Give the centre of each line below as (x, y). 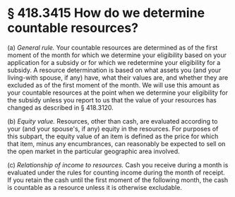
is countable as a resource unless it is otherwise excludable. (95, 187)
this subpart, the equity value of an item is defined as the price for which (113, 136)
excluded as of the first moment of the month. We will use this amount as (114, 85)
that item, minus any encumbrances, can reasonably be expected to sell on (116, 143)
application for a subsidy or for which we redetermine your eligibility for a (114, 62)
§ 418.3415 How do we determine (106, 13)
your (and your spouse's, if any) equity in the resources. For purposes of (113, 129)
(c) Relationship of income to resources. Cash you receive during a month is (118, 165)
